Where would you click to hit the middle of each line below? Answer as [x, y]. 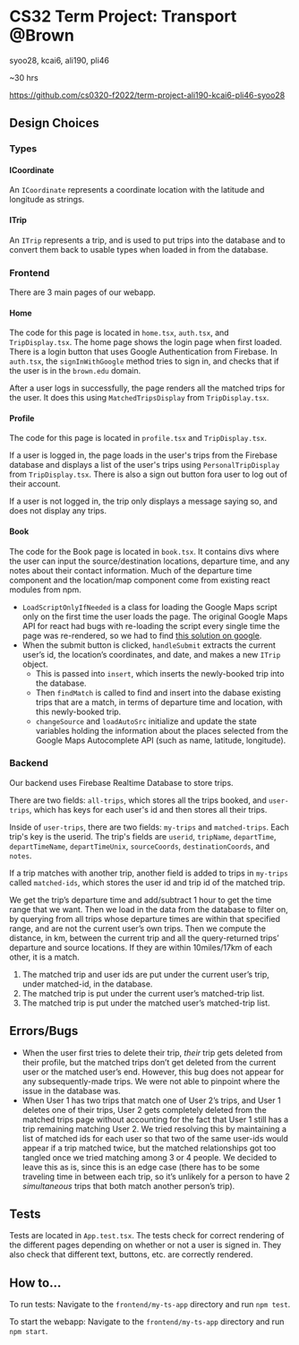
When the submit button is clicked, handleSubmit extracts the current [149, 645]
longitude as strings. [47, 200]
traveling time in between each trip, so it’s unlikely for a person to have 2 [156, 1177]
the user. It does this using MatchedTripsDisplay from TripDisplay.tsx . [139, 398]
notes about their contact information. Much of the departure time [131, 570]
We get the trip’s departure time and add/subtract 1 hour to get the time [141, 900]
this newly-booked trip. [78, 711]
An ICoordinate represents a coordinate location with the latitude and [137, 190]
